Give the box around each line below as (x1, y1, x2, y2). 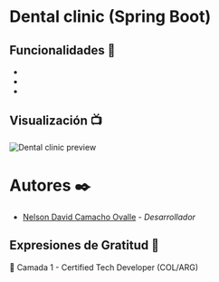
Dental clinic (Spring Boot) (9, 6, 212, 27)
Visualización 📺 (9, 113, 102, 129)
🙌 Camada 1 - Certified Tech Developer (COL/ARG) (9, 261, 199, 273)
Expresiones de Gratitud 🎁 (9, 238, 160, 253)
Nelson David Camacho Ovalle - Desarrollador (22, 211, 196, 222)
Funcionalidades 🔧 (9, 43, 116, 58)
